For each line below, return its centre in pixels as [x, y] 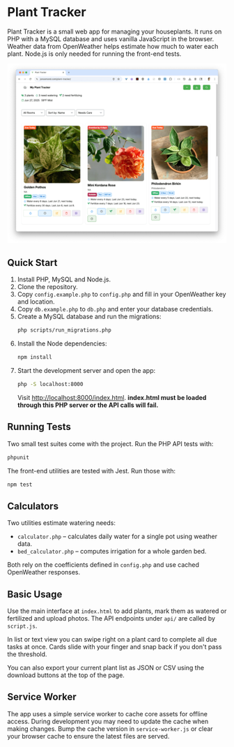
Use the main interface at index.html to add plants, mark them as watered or [117, 611]
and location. [36, 302]
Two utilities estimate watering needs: [62, 523]
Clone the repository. [47, 287]
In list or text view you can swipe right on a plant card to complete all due [112, 639]
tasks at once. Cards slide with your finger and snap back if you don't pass [115, 647]
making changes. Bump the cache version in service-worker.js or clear [110, 728]
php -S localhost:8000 [50, 384]
